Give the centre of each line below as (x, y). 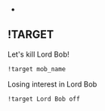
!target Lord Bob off (44, 99)
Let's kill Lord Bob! (38, 54)
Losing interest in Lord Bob (52, 84)
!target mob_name (37, 69)
